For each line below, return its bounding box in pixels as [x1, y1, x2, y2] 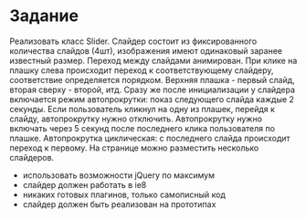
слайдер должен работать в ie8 [22, 179, 147, 190]
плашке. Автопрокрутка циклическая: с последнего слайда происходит [9, 132, 290, 143]
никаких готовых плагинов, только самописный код [22, 189, 227, 200]
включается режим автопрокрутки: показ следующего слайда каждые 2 [9, 93, 295, 105]
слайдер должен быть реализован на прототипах [22, 198, 216, 210]
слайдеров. [9, 151, 55, 162]
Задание [9, 5, 79, 26]
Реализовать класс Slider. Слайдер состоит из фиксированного [9, 36, 258, 47]
